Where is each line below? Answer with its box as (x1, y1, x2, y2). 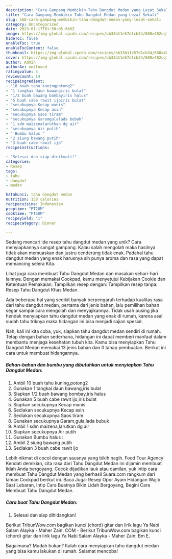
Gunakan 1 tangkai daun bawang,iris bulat (13, 385, 102, 392)
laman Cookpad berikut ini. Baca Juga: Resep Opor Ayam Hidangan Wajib (6, 477, 160, 483)
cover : (6, 55, 20, 60)
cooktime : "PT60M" (6, 211, 45, 216)
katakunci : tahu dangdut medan (6, 192, 72, 197)
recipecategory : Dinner (6, 221, 57, 226)
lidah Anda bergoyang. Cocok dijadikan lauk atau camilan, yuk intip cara (6, 466, 158, 472)
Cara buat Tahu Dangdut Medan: (6, 499, 78, 505)
